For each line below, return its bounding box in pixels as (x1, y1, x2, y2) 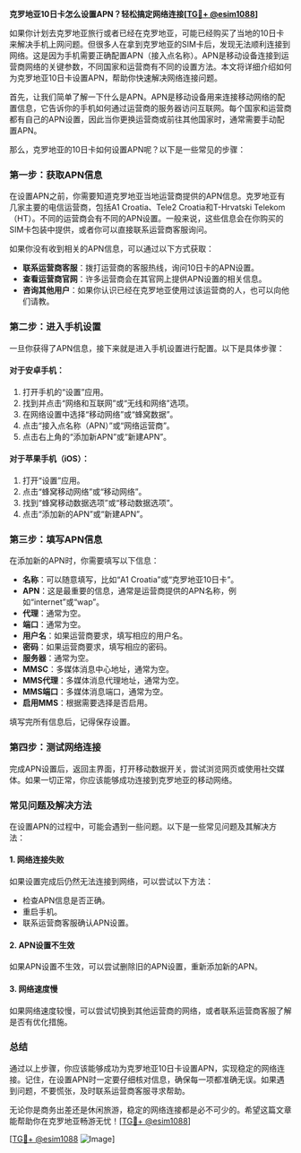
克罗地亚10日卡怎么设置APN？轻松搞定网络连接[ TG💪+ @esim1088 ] (9, 9, 258, 19)
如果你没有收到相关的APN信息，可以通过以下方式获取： (9, 244, 215, 254)
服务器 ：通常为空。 (21, 653, 94, 664)
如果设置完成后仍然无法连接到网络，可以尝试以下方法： (9, 876, 213, 887)
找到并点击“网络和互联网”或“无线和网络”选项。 (21, 398, 194, 409)
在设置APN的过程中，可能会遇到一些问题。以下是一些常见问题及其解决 (9, 821, 270, 831)
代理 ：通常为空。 (21, 608, 86, 619)
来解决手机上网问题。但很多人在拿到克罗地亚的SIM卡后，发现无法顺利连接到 (9, 39, 291, 49)
